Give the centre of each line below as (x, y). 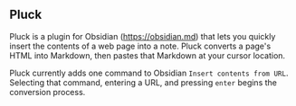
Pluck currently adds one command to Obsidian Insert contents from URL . (149, 73)
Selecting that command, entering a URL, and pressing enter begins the (143, 82)
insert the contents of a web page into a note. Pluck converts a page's (140, 46)
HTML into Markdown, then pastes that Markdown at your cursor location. (148, 55)
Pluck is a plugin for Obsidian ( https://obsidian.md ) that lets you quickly (143, 36)
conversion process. (48, 92)
